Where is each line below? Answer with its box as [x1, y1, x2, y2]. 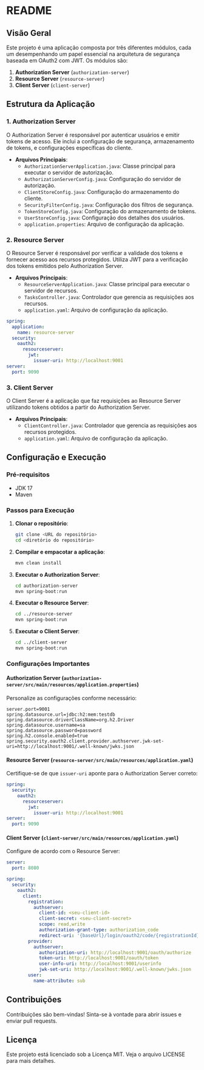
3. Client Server [6, 383, 53, 392]
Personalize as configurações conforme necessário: [6, 694, 137, 702]
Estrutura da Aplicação [6, 99, 95, 109]
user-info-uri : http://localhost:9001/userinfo [38, 961, 162, 967]
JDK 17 [15, 484, 33, 492]
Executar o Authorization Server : [15, 571, 100, 578]
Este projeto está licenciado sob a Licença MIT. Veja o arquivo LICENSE [6, 1051, 185, 1058]
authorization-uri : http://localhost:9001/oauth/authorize [38, 949, 191, 956]
